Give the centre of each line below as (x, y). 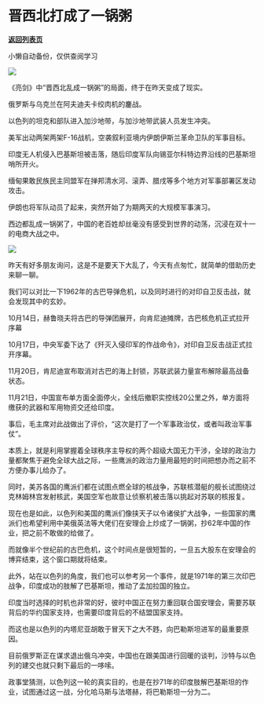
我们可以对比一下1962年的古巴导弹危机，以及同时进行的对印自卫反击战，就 (130, 291)
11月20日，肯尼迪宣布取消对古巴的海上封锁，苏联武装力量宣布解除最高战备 (129, 370)
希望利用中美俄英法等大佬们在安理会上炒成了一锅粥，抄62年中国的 (136, 523)
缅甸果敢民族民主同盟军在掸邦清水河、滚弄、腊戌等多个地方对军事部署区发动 (132, 181)
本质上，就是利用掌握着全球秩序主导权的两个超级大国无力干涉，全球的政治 (128, 450)
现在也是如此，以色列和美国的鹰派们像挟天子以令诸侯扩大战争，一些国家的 (128, 513)
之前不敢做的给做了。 (63, 533)
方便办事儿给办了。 (39, 470)
